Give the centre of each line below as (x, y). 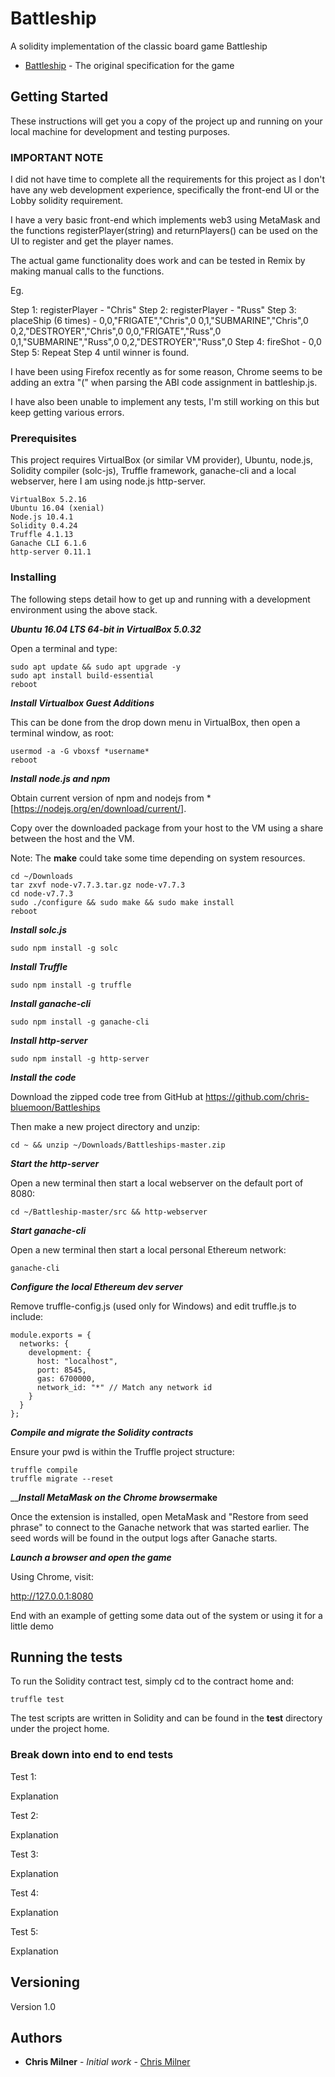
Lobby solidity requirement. (67, 201)
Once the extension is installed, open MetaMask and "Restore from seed (159, 1516)
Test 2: (24, 1815)
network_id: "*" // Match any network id (124, 1387)
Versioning (45, 1982)
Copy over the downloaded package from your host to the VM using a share (167, 828)
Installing (33, 577)
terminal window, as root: (62, 733)
